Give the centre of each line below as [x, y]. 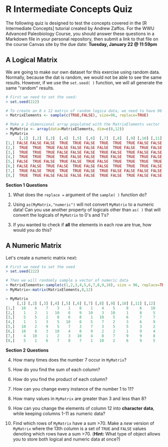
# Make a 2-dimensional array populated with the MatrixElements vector [83, 124]
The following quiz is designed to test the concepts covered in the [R [76, 23]
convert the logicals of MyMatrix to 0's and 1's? [61, 215]
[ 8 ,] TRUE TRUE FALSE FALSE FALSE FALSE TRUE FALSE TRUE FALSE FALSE [84, 175]
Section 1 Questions [27, 185]
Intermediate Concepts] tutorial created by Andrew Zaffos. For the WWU [80, 28]
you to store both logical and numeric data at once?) [67, 439]
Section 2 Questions [27, 350]
